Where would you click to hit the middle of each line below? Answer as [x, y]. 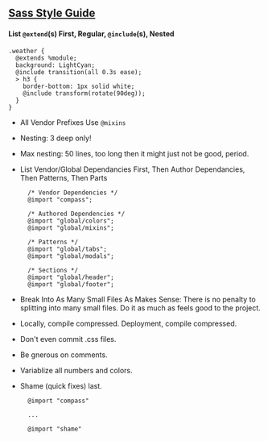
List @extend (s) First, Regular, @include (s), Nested [91, 33]
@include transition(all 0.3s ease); [79, 72]
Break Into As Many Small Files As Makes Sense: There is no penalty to [138, 299]
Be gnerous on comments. [64, 355]
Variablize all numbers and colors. [76, 370]
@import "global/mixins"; [71, 228]
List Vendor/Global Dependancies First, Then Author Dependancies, [132, 169]
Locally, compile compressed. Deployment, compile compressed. [128, 323]
